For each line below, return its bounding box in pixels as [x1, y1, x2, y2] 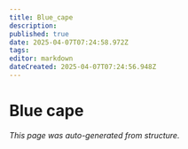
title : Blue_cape [9, 12, 74, 22]
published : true [9, 29, 69, 38]
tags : [9, 46, 29, 55]
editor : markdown [9, 54, 74, 63]
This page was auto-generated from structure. [9, 129, 180, 140]
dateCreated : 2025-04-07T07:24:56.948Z [9, 63, 157, 72]
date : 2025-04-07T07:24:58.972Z [9, 37, 129, 47]
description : [9, 21, 58, 30]
